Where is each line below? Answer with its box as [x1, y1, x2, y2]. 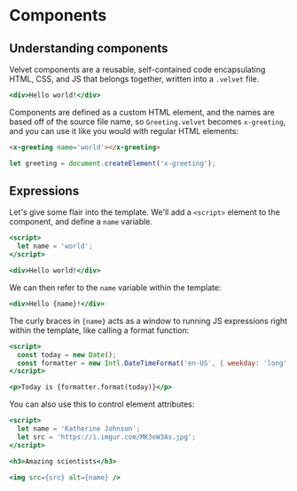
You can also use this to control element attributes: [9, 399, 195, 409]
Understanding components [9, 41, 168, 56]
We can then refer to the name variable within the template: [9, 281, 222, 293]
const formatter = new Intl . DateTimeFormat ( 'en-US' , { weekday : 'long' [17, 359, 288, 368]
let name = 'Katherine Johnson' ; [17, 424, 141, 433]
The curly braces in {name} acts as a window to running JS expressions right [9, 315, 288, 326]
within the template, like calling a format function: [9, 325, 190, 336]
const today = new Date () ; [17, 350, 117, 360]
